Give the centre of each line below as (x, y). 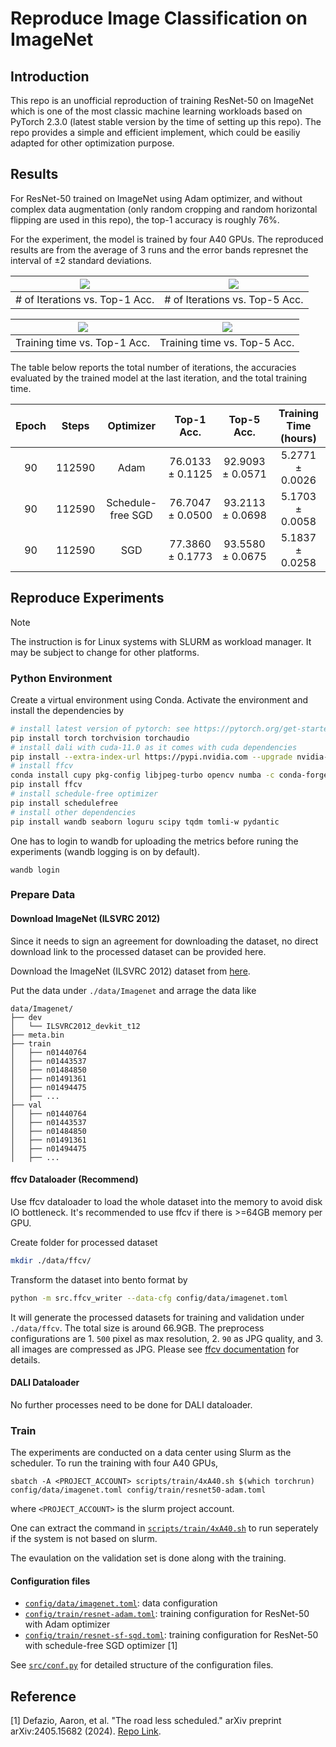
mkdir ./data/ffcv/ (51, 1260)
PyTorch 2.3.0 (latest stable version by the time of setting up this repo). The (166, 121)
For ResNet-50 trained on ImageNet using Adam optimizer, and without (156, 198)
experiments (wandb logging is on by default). (105, 851)
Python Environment (61, 678)
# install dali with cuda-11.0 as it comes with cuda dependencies (154, 747)
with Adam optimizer (67, 1624)
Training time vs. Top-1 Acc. (83, 342)
